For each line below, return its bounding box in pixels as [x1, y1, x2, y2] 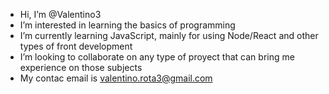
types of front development [19, 40, 133, 52]
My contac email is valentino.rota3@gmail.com [19, 72, 213, 84]
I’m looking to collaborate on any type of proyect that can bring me [19, 51, 295, 63]
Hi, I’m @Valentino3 [19, 9, 102, 20]
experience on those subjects [19, 62, 143, 73]
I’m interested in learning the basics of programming [19, 19, 236, 31]
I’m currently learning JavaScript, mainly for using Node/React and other [19, 30, 319, 41]
